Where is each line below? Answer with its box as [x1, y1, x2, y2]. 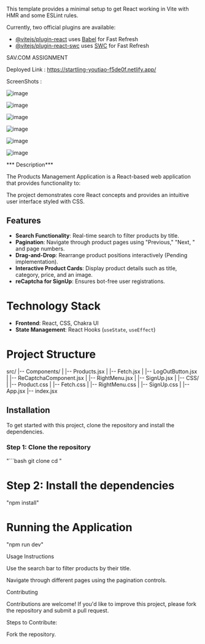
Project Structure [6, 347, 96, 361]
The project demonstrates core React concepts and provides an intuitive [6, 192, 189, 198]
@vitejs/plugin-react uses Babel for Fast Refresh [15, 36, 139, 42]
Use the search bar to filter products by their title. [6, 564, 131, 572]
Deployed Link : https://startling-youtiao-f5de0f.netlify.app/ [6, 66, 157, 73]
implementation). [15, 258, 58, 265]
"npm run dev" [6, 540, 44, 548]
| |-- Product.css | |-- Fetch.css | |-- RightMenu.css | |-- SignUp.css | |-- [6, 381, 190, 388]
